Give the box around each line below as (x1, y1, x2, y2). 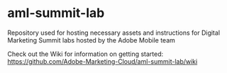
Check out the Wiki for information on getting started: (7, 50, 164, 58)
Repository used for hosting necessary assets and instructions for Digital (7, 28, 221, 37)
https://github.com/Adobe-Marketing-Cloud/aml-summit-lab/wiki (7, 57, 198, 65)
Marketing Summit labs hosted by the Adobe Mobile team (7, 35, 176, 44)
